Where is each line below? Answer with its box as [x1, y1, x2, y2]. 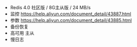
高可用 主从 [10, 30, 34, 36]
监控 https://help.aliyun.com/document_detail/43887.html [10, 11, 132, 17]
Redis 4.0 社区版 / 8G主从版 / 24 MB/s [10, 5, 91, 10]
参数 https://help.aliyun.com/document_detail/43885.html [10, 17, 132, 23]
